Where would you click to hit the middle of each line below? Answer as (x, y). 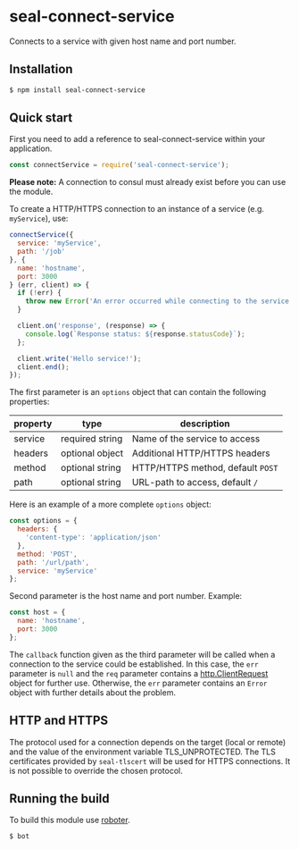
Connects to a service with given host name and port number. (123, 41)
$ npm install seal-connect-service (77, 90)
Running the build (59, 799)
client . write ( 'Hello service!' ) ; (79, 358)
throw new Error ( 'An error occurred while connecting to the (141, 301)
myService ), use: (39, 219)
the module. (31, 192)
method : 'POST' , (47, 554)
